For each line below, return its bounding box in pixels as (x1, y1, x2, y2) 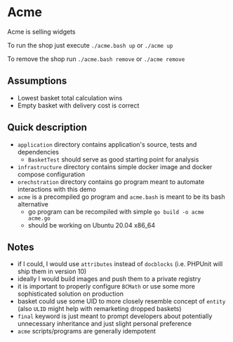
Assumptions (7, 75, 67, 87)
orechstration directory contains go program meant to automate (17, 177, 205, 186)
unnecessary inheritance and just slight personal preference (17, 320, 192, 328)
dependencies (17, 147, 60, 156)
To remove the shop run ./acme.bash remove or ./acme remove (7, 54, 185, 63)
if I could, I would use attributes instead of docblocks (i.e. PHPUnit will (17, 260, 223, 268)
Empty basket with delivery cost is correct (17, 101, 140, 110)
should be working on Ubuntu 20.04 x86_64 (27, 221, 156, 229)
